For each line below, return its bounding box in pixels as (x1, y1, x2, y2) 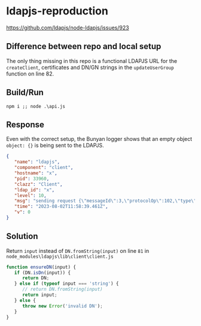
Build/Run (6, 87, 44, 98)
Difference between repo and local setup (6, 41, 162, 52)
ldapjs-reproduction (6, 4, 109, 18)
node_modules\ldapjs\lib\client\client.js (6, 253, 114, 259)
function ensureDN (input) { (6, 264, 77, 270)
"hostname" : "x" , (14, 170, 58, 176)
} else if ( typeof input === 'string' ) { (14, 280, 119, 287)
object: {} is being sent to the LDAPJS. (6, 142, 105, 149)
